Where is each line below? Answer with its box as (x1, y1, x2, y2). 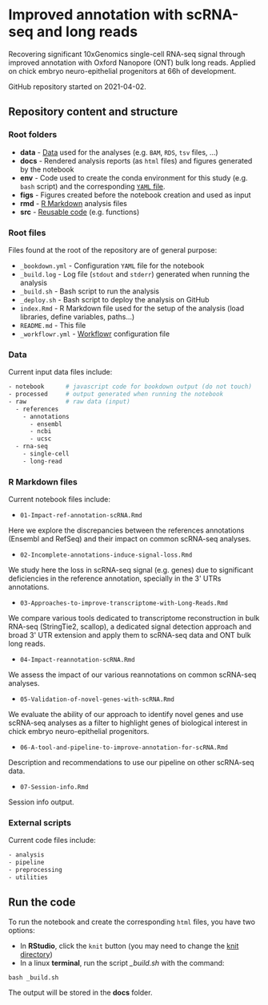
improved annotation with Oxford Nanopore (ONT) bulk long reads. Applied (8, 58, 256, 67)
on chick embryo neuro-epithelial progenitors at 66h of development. (8, 66, 237, 75)
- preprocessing (8, 866, 62, 874)
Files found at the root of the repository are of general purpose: (8, 245, 218, 254)
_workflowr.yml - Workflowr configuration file (19, 329, 170, 338)
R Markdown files (8, 476, 78, 487)
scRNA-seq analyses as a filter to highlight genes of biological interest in (8, 718, 248, 727)
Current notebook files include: (8, 495, 110, 505)
